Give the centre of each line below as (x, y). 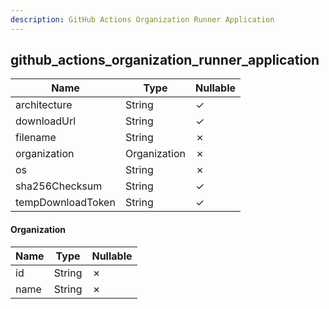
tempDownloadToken (65, 203)
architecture (44, 105)
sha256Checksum (59, 186)
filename (36, 138)
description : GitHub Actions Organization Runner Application (142, 19)
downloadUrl (46, 121)
